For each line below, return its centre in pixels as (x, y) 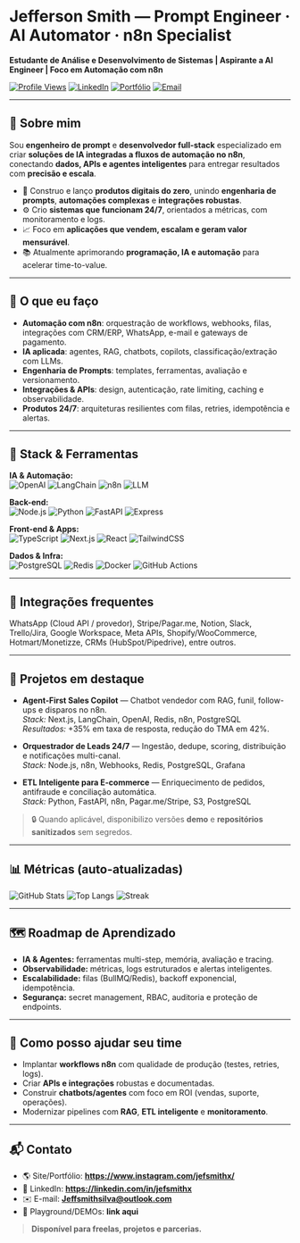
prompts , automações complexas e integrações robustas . (132, 200)
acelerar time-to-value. (65, 264)
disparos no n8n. (76, 710)
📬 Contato (41, 1149)
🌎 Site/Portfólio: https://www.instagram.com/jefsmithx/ (128, 1176)
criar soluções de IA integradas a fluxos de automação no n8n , (127, 154)
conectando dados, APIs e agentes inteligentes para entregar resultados (145, 163)
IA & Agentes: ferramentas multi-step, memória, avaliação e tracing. (148, 959)
